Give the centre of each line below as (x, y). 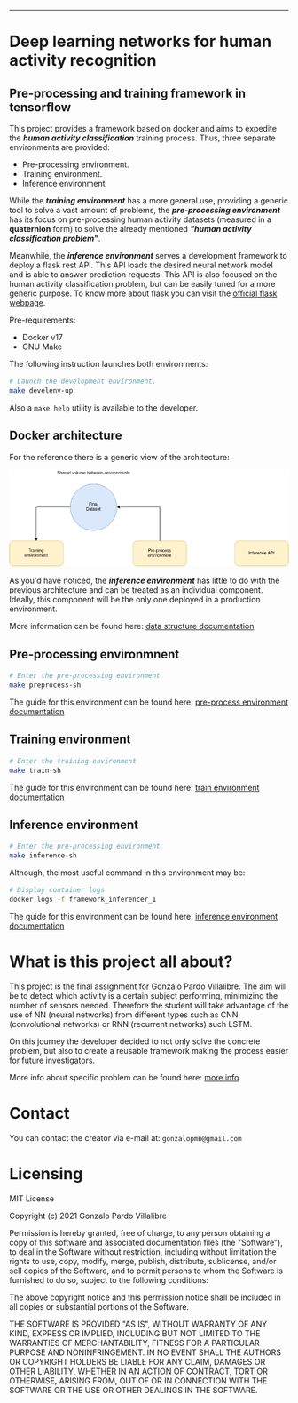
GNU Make (42, 347)
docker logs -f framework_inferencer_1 (83, 899)
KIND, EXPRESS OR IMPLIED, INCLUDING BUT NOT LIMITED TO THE (135, 1333)
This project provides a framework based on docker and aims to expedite (143, 128)
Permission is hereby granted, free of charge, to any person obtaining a (140, 1232)
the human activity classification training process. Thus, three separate (143, 138)
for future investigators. (52, 1060)
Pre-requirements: (43, 320)
